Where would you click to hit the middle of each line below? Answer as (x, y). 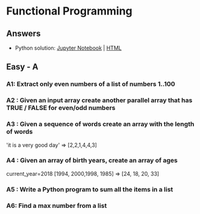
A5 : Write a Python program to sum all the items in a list (90, 189)
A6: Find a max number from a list (57, 206)
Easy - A (22, 67)
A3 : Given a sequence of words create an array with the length (100, 124)
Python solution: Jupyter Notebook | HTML (68, 48)
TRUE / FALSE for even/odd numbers (61, 108)
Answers (23, 34)
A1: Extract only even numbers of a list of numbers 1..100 (91, 84)
